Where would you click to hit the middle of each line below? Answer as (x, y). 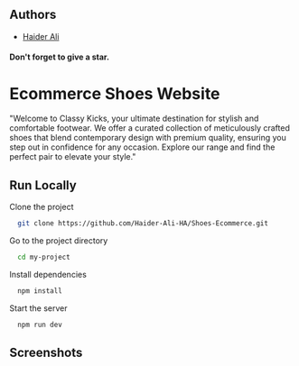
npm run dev (40, 325)
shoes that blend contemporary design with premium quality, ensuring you (148, 138)
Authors (33, 15)
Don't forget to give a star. (60, 57)
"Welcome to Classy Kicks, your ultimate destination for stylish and (134, 119)
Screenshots (46, 353)
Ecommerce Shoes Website (115, 93)
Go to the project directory (59, 241)
